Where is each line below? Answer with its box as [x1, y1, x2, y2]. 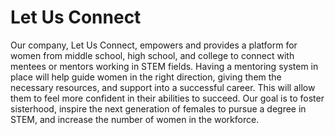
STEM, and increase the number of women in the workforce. [10, 113, 260, 125]
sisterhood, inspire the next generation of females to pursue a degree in [10, 102, 307, 115]
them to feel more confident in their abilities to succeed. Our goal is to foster [10, 92, 325, 104]
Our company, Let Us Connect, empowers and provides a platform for [10, 39, 298, 51]
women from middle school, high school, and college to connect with [10, 49, 295, 61]
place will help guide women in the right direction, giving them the [10, 71, 282, 83]
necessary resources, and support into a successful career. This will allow [10, 81, 316, 93]
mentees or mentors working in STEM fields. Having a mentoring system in [10, 60, 319, 72]
